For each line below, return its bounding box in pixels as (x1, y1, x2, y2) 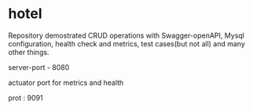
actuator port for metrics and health (8, 78, 124, 87)
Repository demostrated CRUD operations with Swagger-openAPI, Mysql (8, 31, 245, 40)
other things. (8, 47, 49, 57)
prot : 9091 (8, 93, 43, 102)
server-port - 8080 (8, 62, 70, 71)
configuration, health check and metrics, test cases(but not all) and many (8, 38, 246, 48)
